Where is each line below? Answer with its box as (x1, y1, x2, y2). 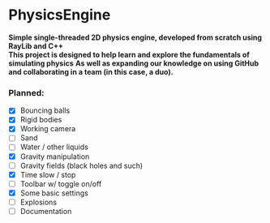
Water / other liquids (19, 142, 89, 152)
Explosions (19, 197, 58, 207)
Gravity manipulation (19, 152, 90, 161)
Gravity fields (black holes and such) (19, 161, 144, 170)
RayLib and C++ (8, 41, 63, 50)
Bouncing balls (19, 105, 71, 115)
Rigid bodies (19, 115, 62, 125)
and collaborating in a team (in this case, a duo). (8, 66, 174, 76)
